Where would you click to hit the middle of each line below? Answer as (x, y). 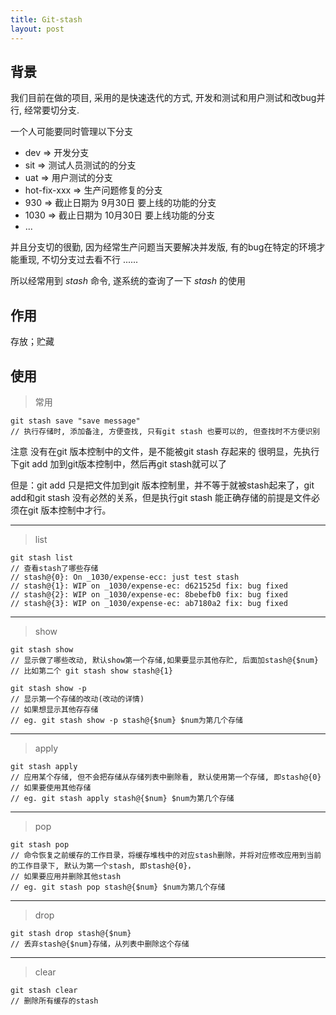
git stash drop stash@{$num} (71, 933)
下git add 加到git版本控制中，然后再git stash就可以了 (119, 463)
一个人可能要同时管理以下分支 (71, 132)
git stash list (42, 557)
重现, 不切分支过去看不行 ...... (78, 260)
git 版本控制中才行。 (69, 510)
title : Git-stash (46, 19)
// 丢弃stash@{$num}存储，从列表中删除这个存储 (100, 944)
